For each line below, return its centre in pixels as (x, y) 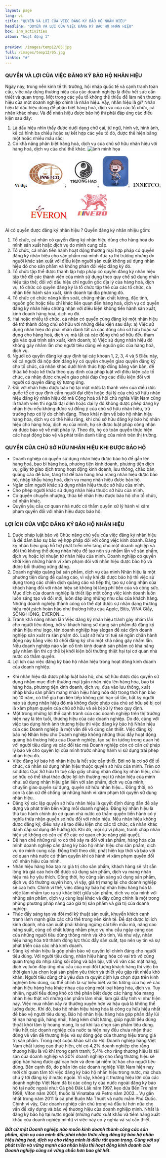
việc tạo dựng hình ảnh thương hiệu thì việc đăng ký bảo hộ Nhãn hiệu (84, 724)
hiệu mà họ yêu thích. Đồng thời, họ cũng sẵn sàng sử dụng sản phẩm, (84, 877)
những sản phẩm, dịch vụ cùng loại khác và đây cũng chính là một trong (86, 898)
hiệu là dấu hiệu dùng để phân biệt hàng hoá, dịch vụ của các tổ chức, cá (80, 107)
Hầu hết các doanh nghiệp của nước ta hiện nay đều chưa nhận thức (82, 1030)
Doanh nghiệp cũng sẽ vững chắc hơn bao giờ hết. (58, 1151)
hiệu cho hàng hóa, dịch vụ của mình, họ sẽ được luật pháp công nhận (84, 424)
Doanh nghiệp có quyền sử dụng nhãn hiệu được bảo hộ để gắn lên (81, 458)
